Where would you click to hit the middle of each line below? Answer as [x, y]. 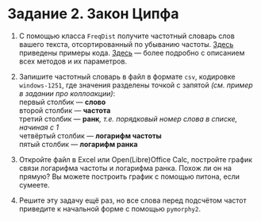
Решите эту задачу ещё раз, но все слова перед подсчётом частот [132, 200]
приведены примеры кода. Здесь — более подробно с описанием [132, 52]
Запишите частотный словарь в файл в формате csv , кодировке [127, 76]
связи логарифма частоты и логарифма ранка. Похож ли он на [125, 168]
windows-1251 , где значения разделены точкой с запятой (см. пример [136, 85]
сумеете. [34, 184]
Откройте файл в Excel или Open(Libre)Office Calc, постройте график [136, 159]
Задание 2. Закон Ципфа [93, 14]
